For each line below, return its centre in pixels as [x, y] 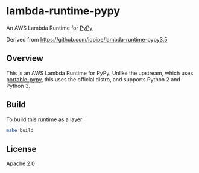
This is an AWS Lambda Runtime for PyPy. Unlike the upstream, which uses [100, 73]
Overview [25, 58]
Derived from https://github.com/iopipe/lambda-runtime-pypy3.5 [87, 39]
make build [20, 130]
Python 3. [18, 86]
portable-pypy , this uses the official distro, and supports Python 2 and [93, 79]
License [21, 149]
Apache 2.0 [21, 163]
